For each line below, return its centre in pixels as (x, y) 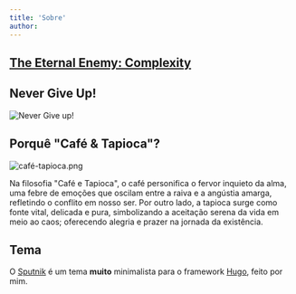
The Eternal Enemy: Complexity (100, 63)
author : (24, 26)
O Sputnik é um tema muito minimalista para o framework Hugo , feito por (146, 271)
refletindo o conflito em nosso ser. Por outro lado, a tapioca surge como (143, 202)
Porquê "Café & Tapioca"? (85, 144)
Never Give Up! (53, 94)
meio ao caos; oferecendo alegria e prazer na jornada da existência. (137, 222)
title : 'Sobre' (38, 18)
